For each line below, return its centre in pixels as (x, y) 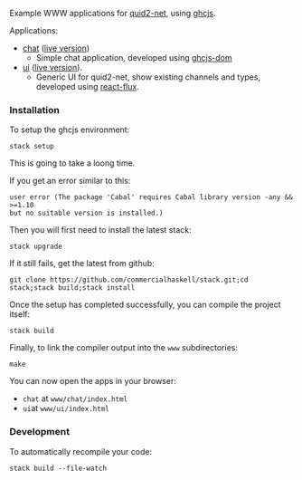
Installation (35, 110)
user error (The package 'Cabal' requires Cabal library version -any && (151, 197)
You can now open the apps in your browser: (93, 381)
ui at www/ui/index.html (66, 408)
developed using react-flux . (88, 86)
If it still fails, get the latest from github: (82, 264)
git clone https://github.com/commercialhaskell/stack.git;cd (129, 280)
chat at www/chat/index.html (75, 398)
